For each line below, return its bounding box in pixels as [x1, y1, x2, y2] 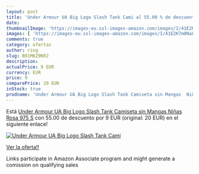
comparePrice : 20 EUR [6, 81, 60, 87]
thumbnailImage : [6, 25, 46, 31]
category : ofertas [6, 42, 52, 48]
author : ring [6, 48, 38, 53]
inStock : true [6, 86, 41, 92]
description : [6, 58, 38, 64]
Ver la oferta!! [6, 143, 40, 150]
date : [6, 20, 20, 26]
